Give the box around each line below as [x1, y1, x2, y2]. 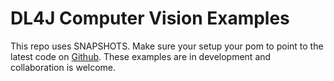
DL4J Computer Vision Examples [10, 7, 290, 30]
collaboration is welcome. [10, 61, 117, 73]
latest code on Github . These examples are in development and [10, 50, 272, 62]
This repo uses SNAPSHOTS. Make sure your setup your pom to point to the [10, 40, 324, 52]
